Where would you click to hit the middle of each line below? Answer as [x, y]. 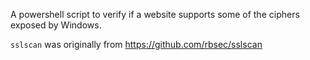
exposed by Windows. [56, 25]
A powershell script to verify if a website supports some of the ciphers [155, 14]
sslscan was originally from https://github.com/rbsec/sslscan [136, 44]
